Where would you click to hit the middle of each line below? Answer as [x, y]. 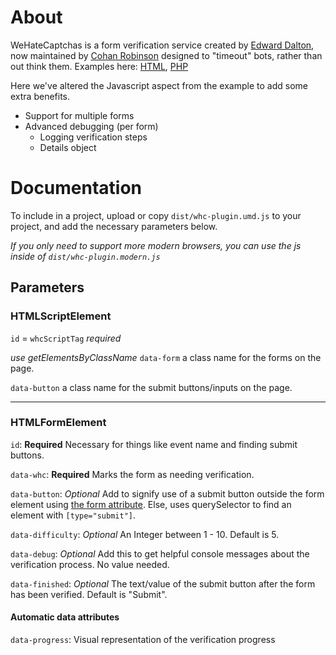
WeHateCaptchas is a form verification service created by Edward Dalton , [162, 45]
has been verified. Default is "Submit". [89, 594]
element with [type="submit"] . [73, 515]
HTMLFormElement [58, 423]
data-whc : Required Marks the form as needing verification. [132, 474]
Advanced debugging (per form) [91, 126]
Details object [68, 147]
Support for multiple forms [79, 115]
